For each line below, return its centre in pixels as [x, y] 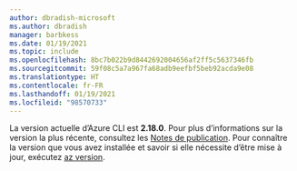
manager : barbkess [44, 35]
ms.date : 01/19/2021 [49, 43]
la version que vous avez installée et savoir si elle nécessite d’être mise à [146, 147]
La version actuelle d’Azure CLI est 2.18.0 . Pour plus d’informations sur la [146, 128]
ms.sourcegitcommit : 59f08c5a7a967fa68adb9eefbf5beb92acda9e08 [132, 69]
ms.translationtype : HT [54, 77]
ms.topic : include [44, 52]
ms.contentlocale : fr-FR [56, 85]
